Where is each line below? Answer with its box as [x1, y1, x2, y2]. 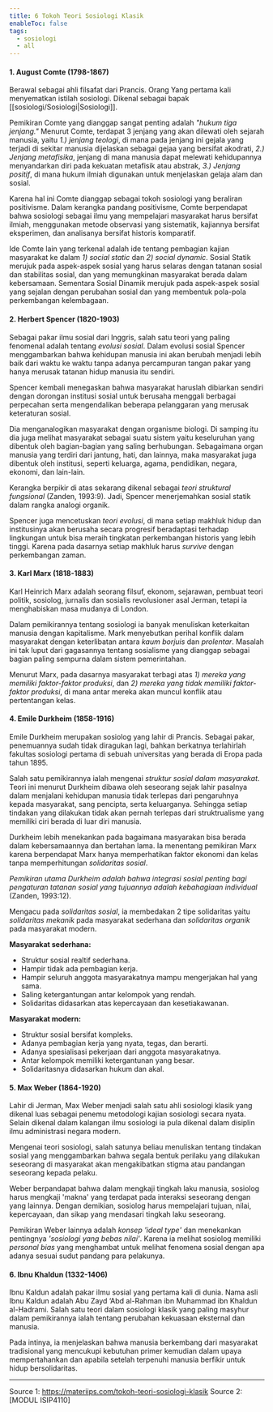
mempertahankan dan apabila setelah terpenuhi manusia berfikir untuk [9, 1354, 245, 1365]
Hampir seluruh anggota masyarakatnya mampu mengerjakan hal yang [20, 972, 258, 982]
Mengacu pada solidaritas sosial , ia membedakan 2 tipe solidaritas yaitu [9, 906, 250, 916]
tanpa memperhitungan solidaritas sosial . [9, 858, 148, 868]
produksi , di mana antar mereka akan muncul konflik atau [31, 686, 222, 697]
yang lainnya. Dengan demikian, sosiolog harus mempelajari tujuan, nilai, [9, 1201, 252, 1211]
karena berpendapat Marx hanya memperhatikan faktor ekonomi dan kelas [9, 849, 258, 859]
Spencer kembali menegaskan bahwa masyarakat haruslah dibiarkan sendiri [9, 382, 264, 392]
